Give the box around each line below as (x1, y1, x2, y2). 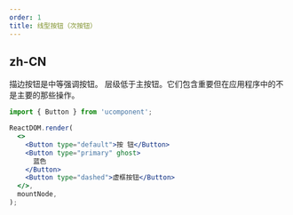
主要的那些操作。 (16, 90, 80, 100)
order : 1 (9, 12, 42, 22)
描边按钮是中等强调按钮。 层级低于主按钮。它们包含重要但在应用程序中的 (9, 79, 276, 90)
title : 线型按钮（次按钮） (9, 21, 98, 30)
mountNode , (17, 190, 58, 199)
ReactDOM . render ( (9, 123, 74, 133)
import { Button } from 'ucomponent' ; (9, 107, 153, 116)
